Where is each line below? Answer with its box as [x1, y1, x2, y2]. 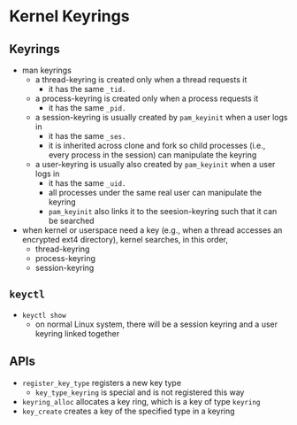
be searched [48, 215, 95, 226]
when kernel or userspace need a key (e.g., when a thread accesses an [21, 225, 283, 236]
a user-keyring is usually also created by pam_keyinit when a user [34, 159, 276, 169]
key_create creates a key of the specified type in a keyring [21, 406, 236, 416]
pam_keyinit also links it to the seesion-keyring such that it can [48, 206, 278, 216]
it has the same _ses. [48, 131, 126, 141]
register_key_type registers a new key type [21, 377, 182, 388]
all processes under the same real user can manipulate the [48, 188, 263, 197]
